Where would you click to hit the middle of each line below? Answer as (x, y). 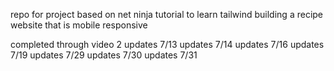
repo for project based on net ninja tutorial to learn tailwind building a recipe (167, 14)
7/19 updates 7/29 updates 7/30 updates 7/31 (104, 55)
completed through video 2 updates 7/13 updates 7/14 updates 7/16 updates (167, 44)
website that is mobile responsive (79, 25)
